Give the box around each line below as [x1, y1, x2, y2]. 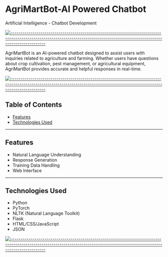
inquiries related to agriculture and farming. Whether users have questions [5, 55, 159, 61]
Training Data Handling [12, 162, 60, 168]
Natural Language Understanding [12, 151, 81, 158]
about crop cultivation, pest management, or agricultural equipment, [5, 60, 146, 66]
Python [12, 200, 27, 206]
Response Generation [12, 157, 57, 163]
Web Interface [12, 167, 42, 173]
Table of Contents [5, 101, 62, 109]
